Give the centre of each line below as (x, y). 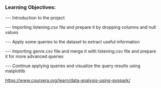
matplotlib (15, 71)
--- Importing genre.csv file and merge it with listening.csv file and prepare (81, 51)
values (12, 33)
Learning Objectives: (31, 7)
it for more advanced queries (34, 56)
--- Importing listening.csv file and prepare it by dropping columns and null (80, 27)
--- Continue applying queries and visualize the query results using (73, 66)
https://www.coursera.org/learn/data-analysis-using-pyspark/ (68, 80)
